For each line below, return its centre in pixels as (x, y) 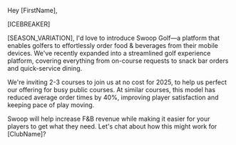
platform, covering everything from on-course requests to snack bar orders (118, 61)
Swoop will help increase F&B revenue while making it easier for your (109, 119)
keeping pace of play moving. (51, 105)
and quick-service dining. (45, 68)
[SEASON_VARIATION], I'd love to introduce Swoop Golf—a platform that (114, 38)
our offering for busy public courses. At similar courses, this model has (112, 90)
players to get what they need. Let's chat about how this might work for (112, 126)
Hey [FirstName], (32, 10)
